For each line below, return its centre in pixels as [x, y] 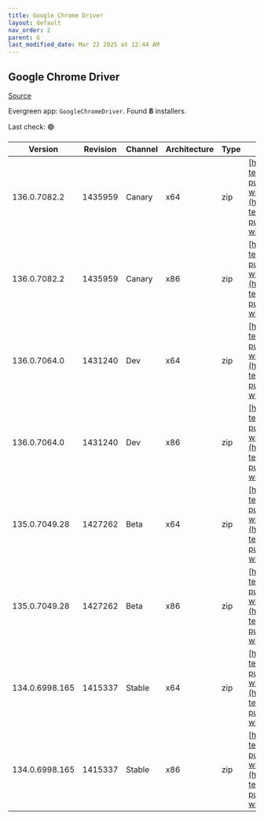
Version [44, 149]
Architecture [190, 149]
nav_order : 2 [29, 30]
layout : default [35, 23]
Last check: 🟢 [31, 126]
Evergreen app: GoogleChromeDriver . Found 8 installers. [97, 110]
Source [20, 95]
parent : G [24, 37]
